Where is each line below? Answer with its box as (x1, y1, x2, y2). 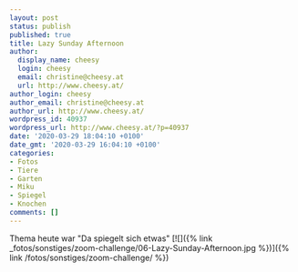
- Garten (9, 174, 43, 183)
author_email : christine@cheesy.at (9, 97, 145, 107)
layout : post (9, 13, 59, 23)
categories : (9, 148, 55, 157)
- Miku (9, 183, 35, 192)
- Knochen (9, 199, 47, 209)
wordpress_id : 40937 (9, 115, 88, 124)
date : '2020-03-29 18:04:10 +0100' (9, 132, 145, 141)
